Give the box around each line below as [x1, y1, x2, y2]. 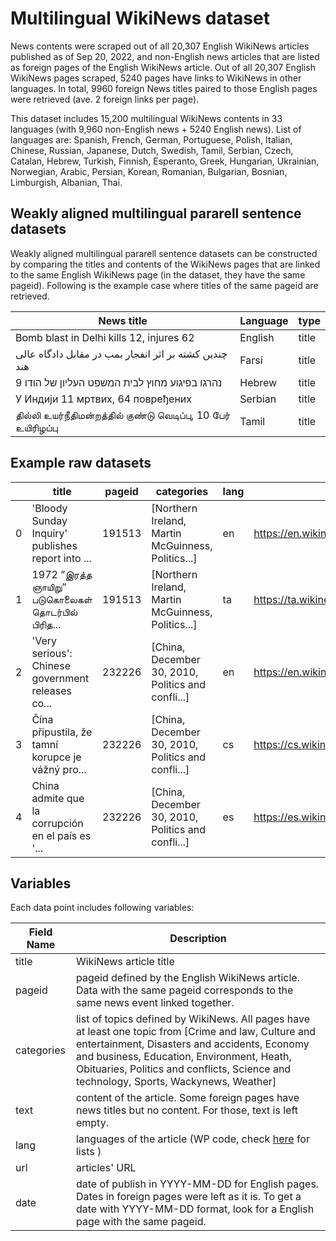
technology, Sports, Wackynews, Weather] [75, 1075, 277, 1089]
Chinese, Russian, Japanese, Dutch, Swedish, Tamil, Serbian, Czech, [10, 144, 294, 156]
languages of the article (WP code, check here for [75, 1132, 310, 1146]
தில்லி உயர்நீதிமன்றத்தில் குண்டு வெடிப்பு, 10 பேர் [15, 408, 231, 422]
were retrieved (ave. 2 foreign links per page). [10, 93, 200, 105]
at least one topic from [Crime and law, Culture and [75, 1025, 317, 1039]
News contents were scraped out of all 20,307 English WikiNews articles [10, 40, 310, 52]
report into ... [31, 551, 92, 565]
